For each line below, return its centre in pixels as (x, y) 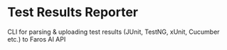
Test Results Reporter (73, 12)
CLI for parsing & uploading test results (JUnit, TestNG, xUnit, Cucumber (114, 32)
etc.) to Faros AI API (37, 39)
